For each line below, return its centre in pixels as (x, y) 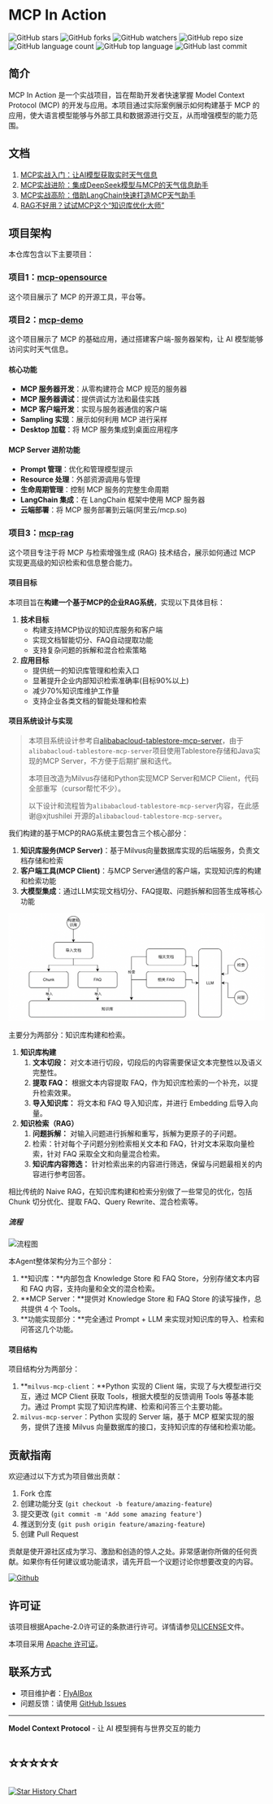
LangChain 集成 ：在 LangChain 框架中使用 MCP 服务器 (113, 500)
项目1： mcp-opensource (58, 277)
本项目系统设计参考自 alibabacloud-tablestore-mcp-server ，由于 (136, 741)
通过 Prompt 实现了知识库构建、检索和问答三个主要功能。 (131, 1407)
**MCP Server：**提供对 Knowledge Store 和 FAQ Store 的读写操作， (137, 1299)
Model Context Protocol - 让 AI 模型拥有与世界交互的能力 (105, 1728)
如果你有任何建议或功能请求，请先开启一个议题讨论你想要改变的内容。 (140, 1562)
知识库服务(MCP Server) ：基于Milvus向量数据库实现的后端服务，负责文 (140, 851)
